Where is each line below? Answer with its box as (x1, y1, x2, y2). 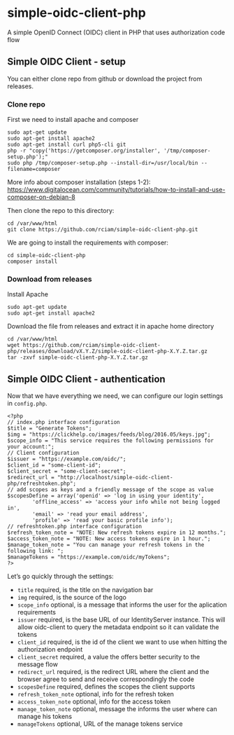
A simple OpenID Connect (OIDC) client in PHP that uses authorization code (7, 28, 226, 36)
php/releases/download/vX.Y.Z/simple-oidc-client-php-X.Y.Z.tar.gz (7, 348, 208, 355)
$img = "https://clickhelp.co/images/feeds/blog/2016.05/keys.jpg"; (7, 431, 211, 439)
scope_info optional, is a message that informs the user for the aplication (17, 600, 227, 609)
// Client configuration (7, 450, 80, 457)
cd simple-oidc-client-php (7, 252, 86, 259)
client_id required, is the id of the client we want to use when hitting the (17, 638, 228, 646)
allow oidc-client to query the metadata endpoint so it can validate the (17, 623, 219, 631)
